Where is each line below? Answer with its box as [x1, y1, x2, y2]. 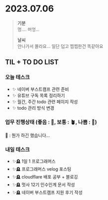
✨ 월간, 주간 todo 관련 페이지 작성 [12, 98, 78, 105]
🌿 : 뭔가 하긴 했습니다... [5, 132, 51, 138]
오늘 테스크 [5, 74, 30, 81]
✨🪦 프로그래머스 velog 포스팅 [12, 166, 72, 172]
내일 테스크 [5, 146, 30, 153]
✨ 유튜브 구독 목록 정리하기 [12, 92, 65, 98]
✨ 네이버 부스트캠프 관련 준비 [12, 86, 69, 92]
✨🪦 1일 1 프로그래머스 [12, 158, 56, 165]
